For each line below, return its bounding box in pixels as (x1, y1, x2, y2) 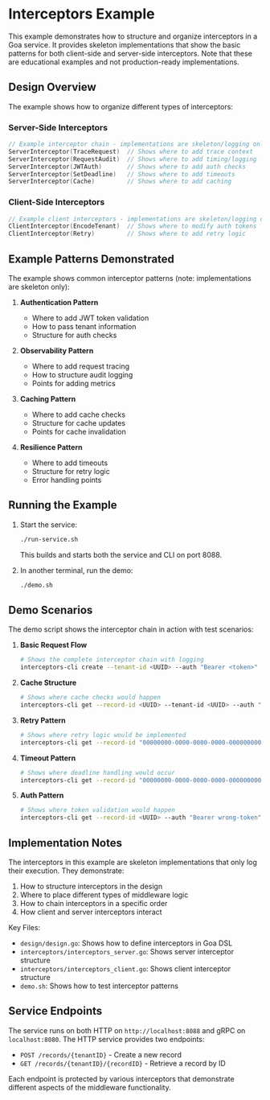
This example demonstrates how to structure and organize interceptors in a (8, 31, 258, 41)
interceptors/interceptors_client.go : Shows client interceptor (19, 963, 231, 974)
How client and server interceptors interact (19, 907, 162, 917)
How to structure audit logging (31, 370, 133, 380)
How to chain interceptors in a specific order (19, 898, 168, 908)
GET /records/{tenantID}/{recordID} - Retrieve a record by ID (19, 1058, 227, 1068)
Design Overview (8, 80, 96, 94)
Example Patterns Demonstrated (8, 252, 175, 266)
